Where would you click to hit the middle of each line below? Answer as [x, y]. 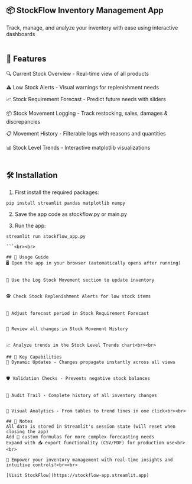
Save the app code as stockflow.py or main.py [71, 214]
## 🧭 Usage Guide [27, 257]
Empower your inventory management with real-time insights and [92, 460]
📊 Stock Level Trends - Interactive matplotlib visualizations [78, 147]
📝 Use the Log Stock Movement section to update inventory [80, 280]
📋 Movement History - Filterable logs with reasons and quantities [86, 133]
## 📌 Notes [19, 422]
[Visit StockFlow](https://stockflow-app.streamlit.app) [78, 476]
